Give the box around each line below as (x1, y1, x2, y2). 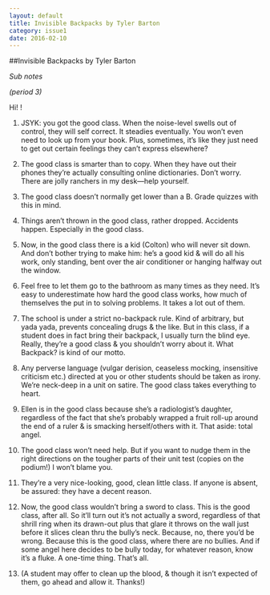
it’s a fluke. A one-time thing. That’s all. (20, 553, 149, 563)
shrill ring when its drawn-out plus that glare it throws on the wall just (20, 519, 249, 529)
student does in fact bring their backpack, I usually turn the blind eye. (20, 330, 251, 341)
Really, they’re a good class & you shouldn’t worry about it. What (20, 339, 234, 349)
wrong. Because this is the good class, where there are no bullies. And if (20, 536, 260, 546)
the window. (20, 265, 62, 275)
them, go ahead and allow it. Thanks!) (20, 577, 146, 587)
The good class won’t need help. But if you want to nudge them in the (20, 446, 251, 455)
